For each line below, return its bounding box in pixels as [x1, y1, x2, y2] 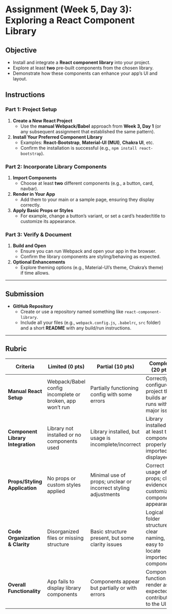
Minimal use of [90, 472, 126, 479]
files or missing [47, 534, 84, 541]
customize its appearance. [20, 218, 77, 224]
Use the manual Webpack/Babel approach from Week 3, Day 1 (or [20, 123, 161, 129]
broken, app [47, 397, 76, 404]
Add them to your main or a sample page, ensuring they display [20, 196, 155, 202]
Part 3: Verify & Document [5, 231, 72, 238]
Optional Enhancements [12, 259, 66, 265]
